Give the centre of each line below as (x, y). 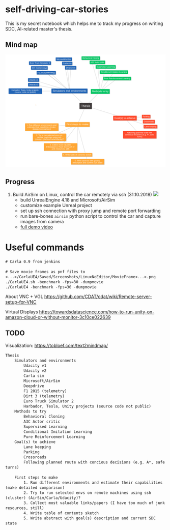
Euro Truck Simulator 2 (49, 401)
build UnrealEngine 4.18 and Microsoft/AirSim (68, 200)
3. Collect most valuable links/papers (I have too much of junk (94, 503)
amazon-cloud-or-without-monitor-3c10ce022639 (58, 317)
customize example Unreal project (56, 205)
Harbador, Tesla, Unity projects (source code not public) (88, 406)
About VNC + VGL (24, 297)
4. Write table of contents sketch (61, 513)
